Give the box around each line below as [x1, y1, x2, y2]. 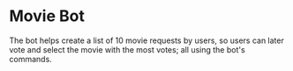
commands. [9, 53, 53, 64]
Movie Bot [9, 6, 86, 26]
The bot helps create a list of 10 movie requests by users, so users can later [9, 35, 284, 46]
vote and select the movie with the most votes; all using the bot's [9, 44, 245, 54]
